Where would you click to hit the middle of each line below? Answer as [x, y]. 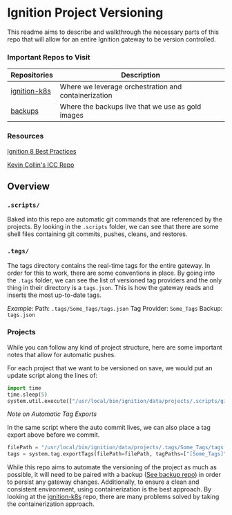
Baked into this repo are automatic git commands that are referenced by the [115, 219]
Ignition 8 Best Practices [42, 151]
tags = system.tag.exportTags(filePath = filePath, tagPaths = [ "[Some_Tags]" [117, 454]
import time [24, 388]
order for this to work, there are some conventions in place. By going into [111, 273]
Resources [26, 136]
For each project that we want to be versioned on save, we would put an [110, 368]
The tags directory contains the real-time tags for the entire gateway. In [109, 265]
